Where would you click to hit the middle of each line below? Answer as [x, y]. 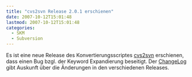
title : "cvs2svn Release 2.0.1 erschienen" [60, 11]
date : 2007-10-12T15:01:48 [39, 17]
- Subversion [27, 38]
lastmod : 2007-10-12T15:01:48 [43, 22]
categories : [20, 28]
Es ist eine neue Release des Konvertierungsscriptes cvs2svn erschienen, [95, 55]
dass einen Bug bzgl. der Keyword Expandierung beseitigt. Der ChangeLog [96, 61]
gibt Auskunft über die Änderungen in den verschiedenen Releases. [88, 67]
